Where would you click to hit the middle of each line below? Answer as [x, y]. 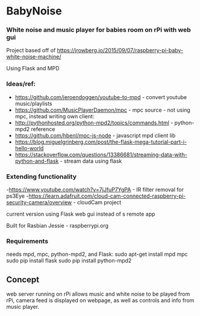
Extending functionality [42, 177]
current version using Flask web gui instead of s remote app [81, 214]
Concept [23, 280]
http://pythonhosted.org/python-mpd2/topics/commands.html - [94, 123]
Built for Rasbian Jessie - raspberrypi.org [58, 226]
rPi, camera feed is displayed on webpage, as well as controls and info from [100, 300]
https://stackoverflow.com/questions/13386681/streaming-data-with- [101, 154]
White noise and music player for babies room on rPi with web [98, 30]
